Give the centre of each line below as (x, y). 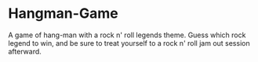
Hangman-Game (64, 14)
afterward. (25, 51)
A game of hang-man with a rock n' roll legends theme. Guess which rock (127, 35)
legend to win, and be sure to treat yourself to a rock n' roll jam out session (129, 43)
